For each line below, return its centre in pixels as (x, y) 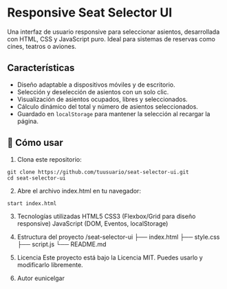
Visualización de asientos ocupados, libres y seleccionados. (102, 99)
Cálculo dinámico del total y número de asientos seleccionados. (107, 106)
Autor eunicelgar (41, 278)
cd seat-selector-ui (37, 178)
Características (41, 68)
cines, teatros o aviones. (42, 46)
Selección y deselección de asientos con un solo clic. (93, 92)
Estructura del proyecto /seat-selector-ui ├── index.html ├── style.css (118, 237)
